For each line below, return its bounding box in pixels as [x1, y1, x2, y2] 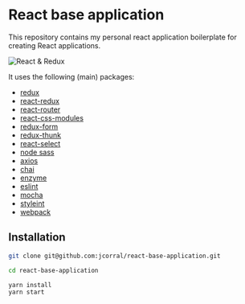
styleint [19, 199, 45, 208]
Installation [8, 231, 66, 244]
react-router [19, 105, 61, 114]
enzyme [19, 173, 47, 183]
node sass [19, 147, 55, 157]
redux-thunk [19, 130, 62, 140]
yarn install [8, 281, 52, 289]
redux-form [19, 121, 59, 131]
